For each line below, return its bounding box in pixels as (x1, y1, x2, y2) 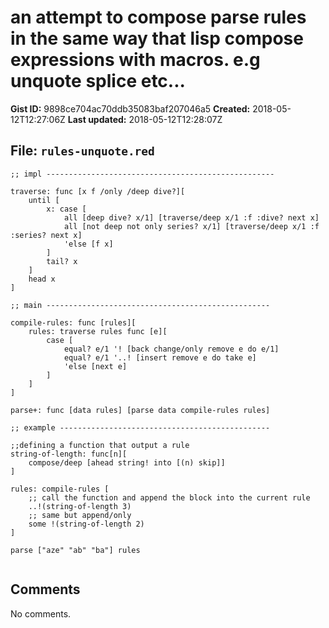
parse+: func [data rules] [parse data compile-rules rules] (10, 405, 271, 415)
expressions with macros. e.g (10, 49, 261, 71)
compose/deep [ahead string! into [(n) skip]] (28, 457, 226, 468)
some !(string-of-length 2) (28, 519, 145, 529)
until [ (28, 195, 60, 205)
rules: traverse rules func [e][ (28, 326, 168, 336)
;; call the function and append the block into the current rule (28, 492, 311, 503)
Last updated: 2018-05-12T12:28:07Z (67, 113, 223, 125)
